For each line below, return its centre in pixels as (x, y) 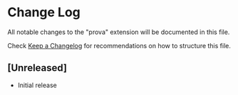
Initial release (37, 85)
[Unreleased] (37, 68)
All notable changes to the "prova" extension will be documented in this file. (119, 32)
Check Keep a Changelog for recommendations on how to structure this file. (119, 45)
